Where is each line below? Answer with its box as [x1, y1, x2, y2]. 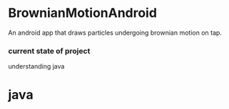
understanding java [8, 62, 65, 71]
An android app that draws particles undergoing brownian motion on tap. [8, 28, 222, 37]
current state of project [8, 46, 91, 56]
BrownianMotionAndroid [8, 5, 158, 21]
